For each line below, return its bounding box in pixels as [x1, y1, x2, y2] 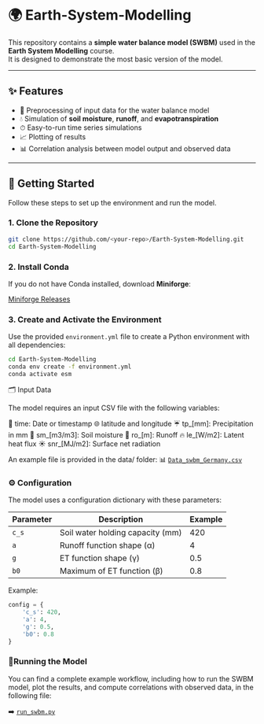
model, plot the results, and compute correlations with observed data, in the [8, 682, 254, 692]
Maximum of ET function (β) [59, 566, 163, 577]
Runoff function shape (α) [59, 540, 156, 551]
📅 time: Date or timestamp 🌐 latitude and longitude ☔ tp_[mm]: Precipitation [8, 419, 254, 428]
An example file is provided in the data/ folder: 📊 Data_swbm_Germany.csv [8, 454, 242, 464]
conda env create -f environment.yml [8, 363, 132, 371]
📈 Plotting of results [19, 131, 86, 142]
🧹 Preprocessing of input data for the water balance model [19, 105, 210, 115]
